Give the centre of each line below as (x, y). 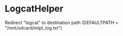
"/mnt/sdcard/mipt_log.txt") (34, 27)
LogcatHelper (34, 9)
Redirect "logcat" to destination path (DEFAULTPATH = (61, 22)
